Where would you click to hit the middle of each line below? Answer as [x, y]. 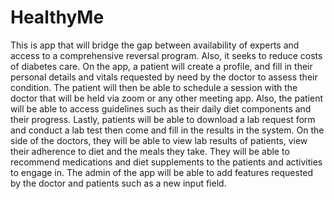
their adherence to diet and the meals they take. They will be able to [150, 151]
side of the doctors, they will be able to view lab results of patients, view [159, 140]
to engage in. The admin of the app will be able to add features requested [162, 172]
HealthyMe [57, 17]
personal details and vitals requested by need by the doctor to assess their [164, 77]
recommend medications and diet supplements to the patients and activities [166, 162]
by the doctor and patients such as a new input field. [118, 183]
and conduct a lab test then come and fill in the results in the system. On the [167, 130]
